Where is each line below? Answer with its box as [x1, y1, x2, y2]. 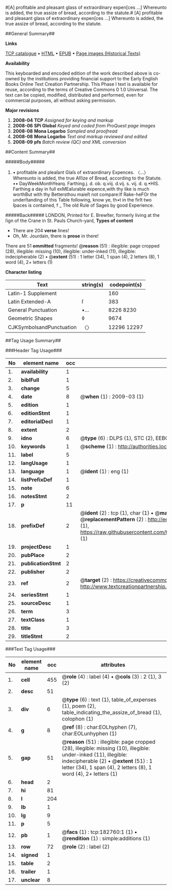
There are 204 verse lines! [12, 228, 69, 233]
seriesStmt [21, 591, 49, 598]
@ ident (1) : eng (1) [80, 468, 129, 475]
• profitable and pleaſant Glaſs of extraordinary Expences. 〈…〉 [12, 169, 148, 175]
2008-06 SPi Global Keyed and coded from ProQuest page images [12, 123, 156, 128]
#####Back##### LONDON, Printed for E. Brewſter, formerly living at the [5, 212, 160, 218]
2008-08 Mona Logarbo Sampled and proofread [12, 128, 118, 134]
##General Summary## [5, 31, 55, 36]
